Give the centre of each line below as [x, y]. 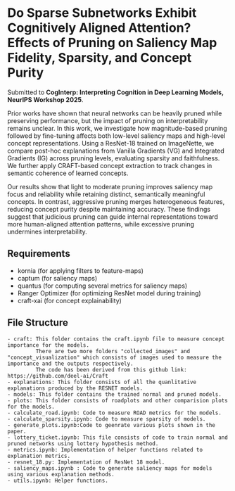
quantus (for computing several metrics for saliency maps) [102, 286]
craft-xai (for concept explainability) [69, 300]
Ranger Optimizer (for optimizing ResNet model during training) [109, 293]
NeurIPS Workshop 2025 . [45, 99]
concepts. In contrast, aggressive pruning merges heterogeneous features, [116, 201]
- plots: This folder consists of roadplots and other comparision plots [118, 400]
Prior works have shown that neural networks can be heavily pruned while [115, 113]
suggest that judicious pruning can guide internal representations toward [113, 217]
